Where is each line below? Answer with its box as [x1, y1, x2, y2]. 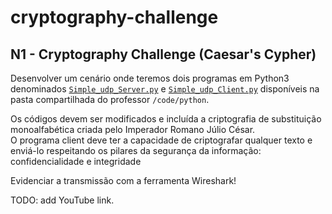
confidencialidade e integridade [10, 156, 142, 167]
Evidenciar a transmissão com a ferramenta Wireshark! [10, 175, 237, 186]
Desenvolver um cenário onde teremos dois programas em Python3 [10, 72, 290, 84]
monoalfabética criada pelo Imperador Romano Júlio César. [10, 124, 256, 135]
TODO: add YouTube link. [10, 194, 115, 206]
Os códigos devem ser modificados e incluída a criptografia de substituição [10, 113, 322, 125]
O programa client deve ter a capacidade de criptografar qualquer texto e [10, 134, 313, 146]
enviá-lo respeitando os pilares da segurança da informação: [10, 145, 262, 156]
